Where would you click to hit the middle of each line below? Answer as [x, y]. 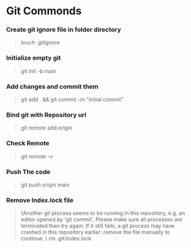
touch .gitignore [40, 42]
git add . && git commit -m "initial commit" [72, 100]
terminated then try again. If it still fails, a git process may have [98, 226]
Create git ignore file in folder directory [64, 30]
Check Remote [28, 143]
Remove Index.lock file [40, 200]
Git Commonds [44, 11]
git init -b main [38, 71]
